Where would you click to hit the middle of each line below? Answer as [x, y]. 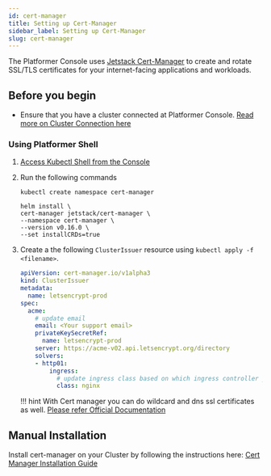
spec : [29, 303]
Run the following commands [68, 178]
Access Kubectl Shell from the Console [85, 162]
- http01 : [51, 363]
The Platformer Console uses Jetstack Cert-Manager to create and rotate [130, 61]
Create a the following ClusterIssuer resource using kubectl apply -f [137, 250]
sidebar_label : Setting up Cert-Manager [77, 31]
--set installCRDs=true [60, 235]
